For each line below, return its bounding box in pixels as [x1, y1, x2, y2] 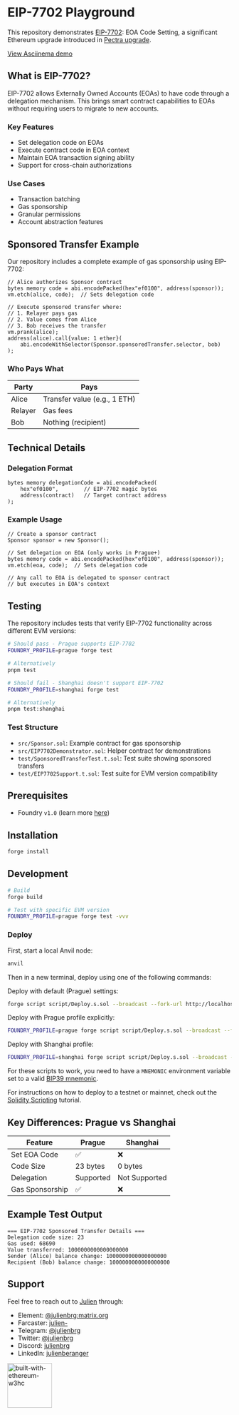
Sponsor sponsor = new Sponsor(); [7, 537, 110, 544]
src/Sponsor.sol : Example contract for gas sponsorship [17, 739, 181, 747]
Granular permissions [17, 210, 81, 218]
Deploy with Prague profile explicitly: [7, 1013, 115, 1022]
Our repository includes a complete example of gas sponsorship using [7, 258, 213, 266]
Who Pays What [7, 364, 64, 374]
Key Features [7, 122, 55, 132]
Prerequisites [7, 789, 68, 801]
